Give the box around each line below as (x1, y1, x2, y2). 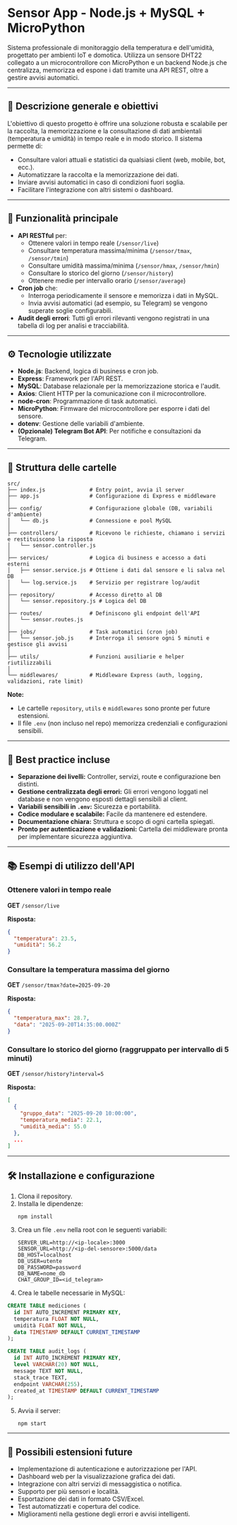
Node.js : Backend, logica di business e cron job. (17, 367, 159, 376)
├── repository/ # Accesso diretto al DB (7, 592, 162, 599)
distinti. (17, 780, 39, 788)
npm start (17, 1421, 47, 1428)
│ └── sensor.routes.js (7, 616, 83, 623)
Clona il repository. (17, 1192, 73, 1201)
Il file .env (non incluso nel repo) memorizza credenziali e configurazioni (17, 719, 228, 728)
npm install (17, 1213, 53, 1221)
